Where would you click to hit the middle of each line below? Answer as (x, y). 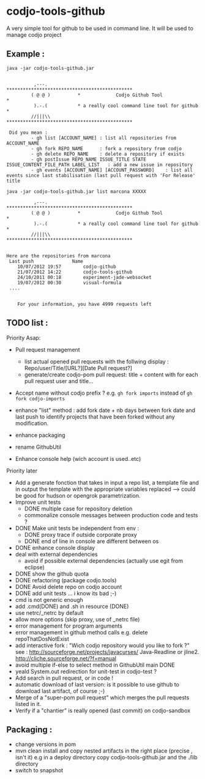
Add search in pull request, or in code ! (64, 678)
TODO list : (27, 323)
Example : (25, 54)
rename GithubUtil (38, 447)
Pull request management (48, 349)
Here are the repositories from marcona (59, 256)
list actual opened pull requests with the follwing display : (97, 361)
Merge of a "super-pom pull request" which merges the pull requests (102, 697)
